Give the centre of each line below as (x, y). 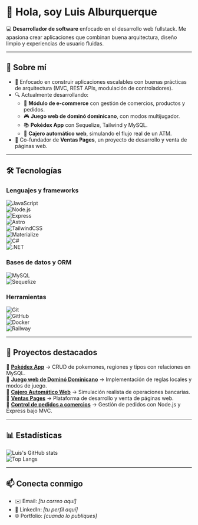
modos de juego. (27, 385)
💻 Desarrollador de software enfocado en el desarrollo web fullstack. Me (96, 28)
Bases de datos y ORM (39, 262)
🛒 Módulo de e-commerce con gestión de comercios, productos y (104, 103)
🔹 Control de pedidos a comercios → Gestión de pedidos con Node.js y (93, 404)
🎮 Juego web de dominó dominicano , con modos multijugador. (102, 116)
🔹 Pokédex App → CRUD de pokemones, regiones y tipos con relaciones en (98, 367)
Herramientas (26, 297)
